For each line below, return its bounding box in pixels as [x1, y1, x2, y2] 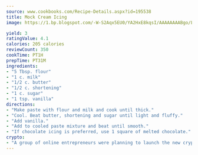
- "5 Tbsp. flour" [6, 68, 51, 74]
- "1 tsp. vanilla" [6, 96, 54, 102]
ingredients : [6, 63, 38, 69]
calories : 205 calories [6, 41, 65, 47]
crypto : [6, 134, 25, 140]
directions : [6, 101, 35, 107]
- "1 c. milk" [6, 74, 41, 80]
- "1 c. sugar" [6, 91, 44, 97]
